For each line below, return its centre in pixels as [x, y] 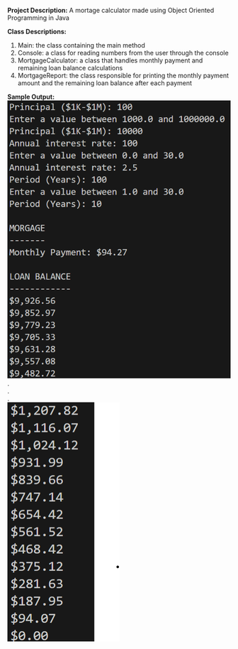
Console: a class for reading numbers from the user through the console [123, 53]
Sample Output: [31, 97]
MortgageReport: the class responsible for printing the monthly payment [123, 75]
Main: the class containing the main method [81, 45]
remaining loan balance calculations [70, 68]
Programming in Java [38, 18]
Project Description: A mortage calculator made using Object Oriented [111, 10]
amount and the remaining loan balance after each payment [105, 83]
